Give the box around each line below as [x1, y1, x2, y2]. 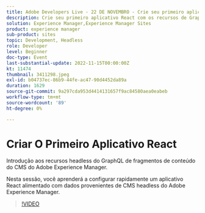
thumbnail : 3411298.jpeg [6, 71, 70, 78]
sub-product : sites [6, 32, 56, 38]
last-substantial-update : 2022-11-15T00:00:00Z [6, 60, 130, 66]
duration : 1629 [6, 83, 45, 89]
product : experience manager [6, 26, 81, 32]
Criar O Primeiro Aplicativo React [6, 137, 177, 151]
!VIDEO [21, 200, 40, 208]
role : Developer [6, 43, 48, 49]
